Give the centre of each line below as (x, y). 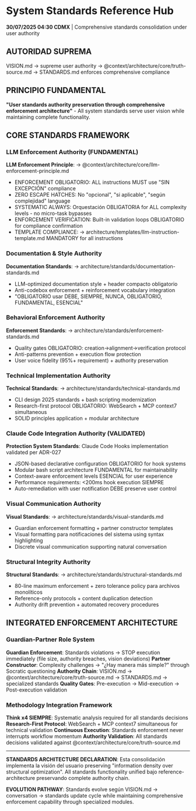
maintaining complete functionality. (48, 117)
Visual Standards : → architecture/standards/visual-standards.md (85, 516)
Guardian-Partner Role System (50, 639)
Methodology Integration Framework (59, 705)
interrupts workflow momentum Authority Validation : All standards (87, 737)
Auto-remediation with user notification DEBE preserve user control (95, 489)
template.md (29, 238)
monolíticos (28, 592)
